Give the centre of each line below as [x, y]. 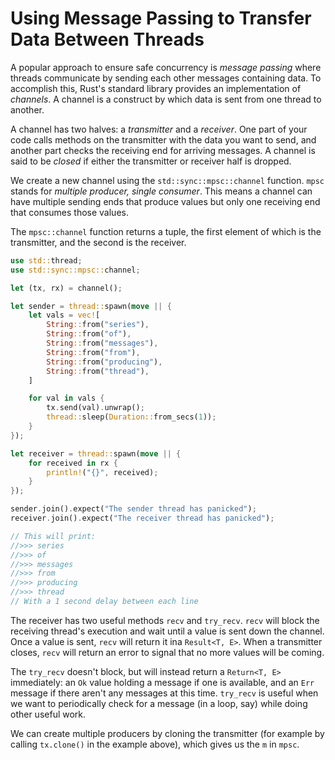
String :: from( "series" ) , [98, 325]
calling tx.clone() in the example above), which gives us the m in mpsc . [155, 744]
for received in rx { [73, 463]
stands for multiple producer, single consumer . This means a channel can [161, 191]
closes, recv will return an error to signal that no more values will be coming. [167, 652]
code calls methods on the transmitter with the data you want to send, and [163, 139]
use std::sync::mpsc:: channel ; [75, 270]
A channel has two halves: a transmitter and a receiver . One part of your [159, 129]
